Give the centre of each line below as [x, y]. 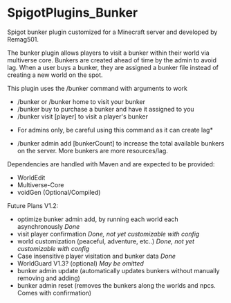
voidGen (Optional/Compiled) [59, 192]
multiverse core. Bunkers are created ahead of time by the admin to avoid [112, 60]
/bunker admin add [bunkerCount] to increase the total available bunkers [121, 143]
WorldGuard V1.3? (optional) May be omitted [80, 263]
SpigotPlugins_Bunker [73, 13]
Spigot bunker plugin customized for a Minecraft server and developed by [112, 32]
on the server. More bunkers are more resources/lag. [92, 150]
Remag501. [23, 39]
